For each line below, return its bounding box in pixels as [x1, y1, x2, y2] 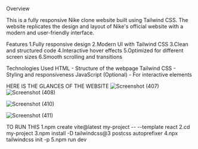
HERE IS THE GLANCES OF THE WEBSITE [6, 83, 109, 90]
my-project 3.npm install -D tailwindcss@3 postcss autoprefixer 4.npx [6, 130, 178, 137]
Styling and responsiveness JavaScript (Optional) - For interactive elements [6, 71, 192, 78]
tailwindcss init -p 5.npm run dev [6, 136, 87, 143]
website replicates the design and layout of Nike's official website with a [6, 23, 184, 30]
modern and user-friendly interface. [6, 29, 94, 36]
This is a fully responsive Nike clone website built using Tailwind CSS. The [6, 17, 188, 23]
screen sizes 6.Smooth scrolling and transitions [6, 53, 123, 60]
